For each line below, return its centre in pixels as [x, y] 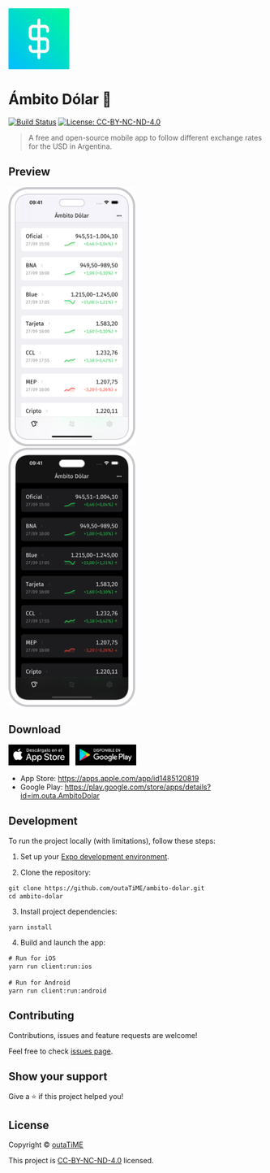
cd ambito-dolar [36, 896]
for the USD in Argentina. [70, 146]
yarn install [30, 927]
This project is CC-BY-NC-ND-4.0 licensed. [81, 1161]
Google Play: [41, 787]
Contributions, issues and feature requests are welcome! [103, 1035]
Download [34, 730]
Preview [30, 172]
